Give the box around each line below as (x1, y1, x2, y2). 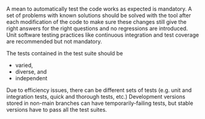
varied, (15, 61, 34, 69)
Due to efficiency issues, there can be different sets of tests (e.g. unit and (6, 86, 192, 94)
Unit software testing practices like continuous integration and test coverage (6, 31, 199, 39)
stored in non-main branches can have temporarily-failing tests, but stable (6, 99, 194, 107)
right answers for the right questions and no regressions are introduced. (6, 25, 188, 32)
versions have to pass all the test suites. (6, 106, 107, 113)
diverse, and (15, 68, 47, 75)
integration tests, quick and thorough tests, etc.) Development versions (6, 93, 185, 100)
